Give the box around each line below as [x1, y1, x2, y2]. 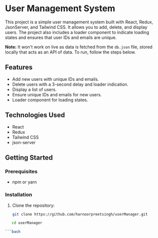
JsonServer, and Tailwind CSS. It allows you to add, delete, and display [5, 24, 148, 30]
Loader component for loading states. [12, 97, 88, 103]
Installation [5, 191, 33, 198]
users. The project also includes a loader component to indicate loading [5, 29, 150, 35]
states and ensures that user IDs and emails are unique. [5, 35, 117, 40]
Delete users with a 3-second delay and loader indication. [12, 81, 129, 87]
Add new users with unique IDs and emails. [12, 76, 99, 82]
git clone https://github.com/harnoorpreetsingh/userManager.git [12, 212, 148, 217]
